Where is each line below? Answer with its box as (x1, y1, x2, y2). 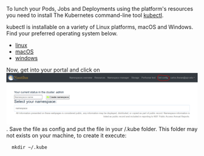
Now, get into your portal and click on (6, 66, 100, 73)
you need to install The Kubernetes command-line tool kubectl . (6, 12, 164, 19)
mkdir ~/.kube (12, 144, 47, 151)
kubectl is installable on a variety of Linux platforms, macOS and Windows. (6, 24, 194, 30)
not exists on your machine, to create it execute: (6, 132, 127, 139)
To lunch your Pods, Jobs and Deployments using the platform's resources (6, 5, 193, 12)
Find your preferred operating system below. (6, 30, 118, 37)
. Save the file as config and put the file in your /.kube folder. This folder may (6, 126, 198, 133)
